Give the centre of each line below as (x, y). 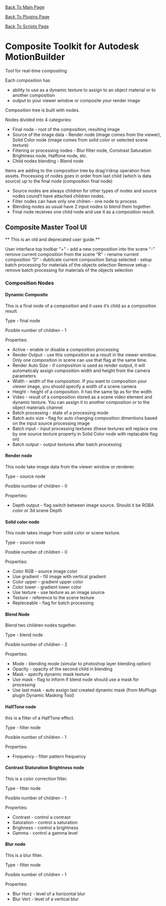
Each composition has (28, 80)
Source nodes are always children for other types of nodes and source (84, 191)
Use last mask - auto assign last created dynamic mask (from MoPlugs (84, 690)
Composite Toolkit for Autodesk (72, 46)
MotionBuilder (35, 57)
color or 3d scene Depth (37, 511)
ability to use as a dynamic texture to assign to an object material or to (84, 90)
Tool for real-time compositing (36, 70)
